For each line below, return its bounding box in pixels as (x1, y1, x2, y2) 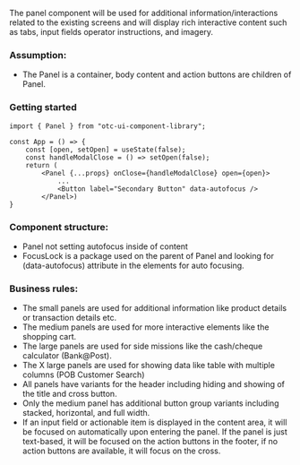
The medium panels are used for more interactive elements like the (21, 322, 270, 332)
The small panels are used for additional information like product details (21, 303, 287, 314)
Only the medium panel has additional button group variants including (21, 398, 279, 409)
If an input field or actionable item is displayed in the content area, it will (21, 417, 287, 428)
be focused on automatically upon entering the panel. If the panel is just (21, 426, 288, 437)
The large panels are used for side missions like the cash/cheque (21, 340, 263, 352)
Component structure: (9, 220, 109, 233)
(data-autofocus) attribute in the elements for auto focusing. (21, 260, 244, 271)
